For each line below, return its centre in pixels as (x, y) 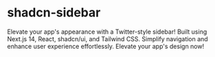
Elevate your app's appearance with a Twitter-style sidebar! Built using (107, 32)
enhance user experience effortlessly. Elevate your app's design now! (106, 46)
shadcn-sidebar (54, 13)
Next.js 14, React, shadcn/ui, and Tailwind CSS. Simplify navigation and (107, 38)
